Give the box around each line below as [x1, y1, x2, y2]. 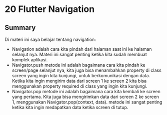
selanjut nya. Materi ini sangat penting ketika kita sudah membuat [11, 51, 147, 57]
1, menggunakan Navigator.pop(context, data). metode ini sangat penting [11, 99, 162, 105]
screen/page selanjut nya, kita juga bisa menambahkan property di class [11, 67, 162, 73]
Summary [4, 23, 36, 32]
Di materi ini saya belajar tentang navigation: [4, 36, 96, 42]
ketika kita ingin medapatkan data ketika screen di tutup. [11, 105, 128, 110]
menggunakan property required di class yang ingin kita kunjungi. [11, 83, 147, 89]
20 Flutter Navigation [4, 3, 95, 15]
